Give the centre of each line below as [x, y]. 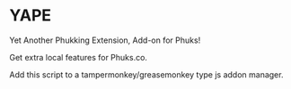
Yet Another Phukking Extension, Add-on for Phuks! [105, 40]
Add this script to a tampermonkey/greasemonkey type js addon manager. [146, 74]
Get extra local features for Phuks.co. [79, 57]
